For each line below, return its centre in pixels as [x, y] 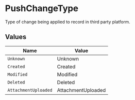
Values [16, 37]
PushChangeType [42, 8]
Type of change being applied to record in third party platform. [67, 22]
